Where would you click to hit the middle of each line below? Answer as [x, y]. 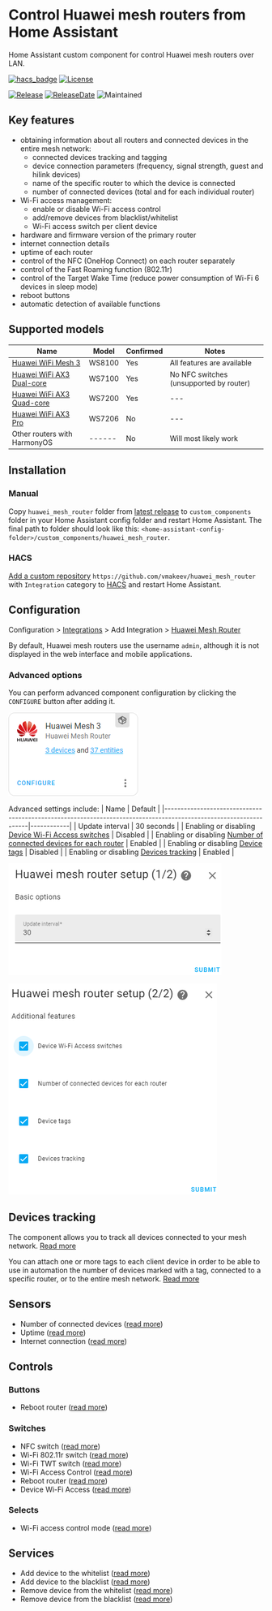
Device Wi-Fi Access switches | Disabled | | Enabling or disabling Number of [136, 835]
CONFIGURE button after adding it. [62, 701]
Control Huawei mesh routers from [127, 15]
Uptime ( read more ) [53, 1332]
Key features [41, 121]
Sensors [30, 1304]
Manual [23, 494]
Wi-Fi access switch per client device [95, 226]
